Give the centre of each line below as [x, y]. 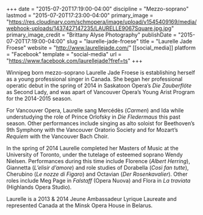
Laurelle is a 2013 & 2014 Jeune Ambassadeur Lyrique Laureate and [91, 199]
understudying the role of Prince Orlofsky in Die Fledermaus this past [94, 117]
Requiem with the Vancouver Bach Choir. [58, 136]
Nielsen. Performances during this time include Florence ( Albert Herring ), [98, 161]
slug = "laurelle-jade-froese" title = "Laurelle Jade [130, 41]
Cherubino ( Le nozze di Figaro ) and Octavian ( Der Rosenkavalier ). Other [97, 174]
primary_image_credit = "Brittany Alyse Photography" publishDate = [91, 35]
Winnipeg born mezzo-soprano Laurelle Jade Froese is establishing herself [101, 72]
